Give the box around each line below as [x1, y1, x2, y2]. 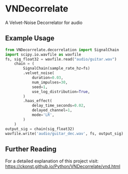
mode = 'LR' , [31, 112, 55, 117]
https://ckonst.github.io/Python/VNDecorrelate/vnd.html [5, 163, 121, 169]
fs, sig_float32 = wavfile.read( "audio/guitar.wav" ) [5, 56, 117, 61]
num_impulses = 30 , [31, 79, 68, 85]
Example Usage [5, 34, 55, 42]
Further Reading [5, 144, 57, 153]
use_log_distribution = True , [31, 89, 91, 94]
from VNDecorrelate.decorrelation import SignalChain [5, 47, 120, 52]
